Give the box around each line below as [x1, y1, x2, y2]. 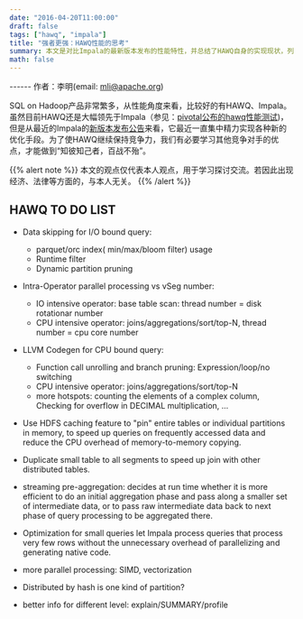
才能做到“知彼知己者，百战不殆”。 [24, 145, 151, 156]
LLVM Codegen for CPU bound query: [22, 344, 164, 355]
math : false [9, 55, 54, 64]
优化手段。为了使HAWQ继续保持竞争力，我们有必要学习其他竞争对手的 [9, 134, 271, 144]
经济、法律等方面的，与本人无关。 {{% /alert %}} [9, 176, 191, 186]
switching [35, 371, 72, 382]
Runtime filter [35, 254, 87, 264]
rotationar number [35, 308, 104, 319]
